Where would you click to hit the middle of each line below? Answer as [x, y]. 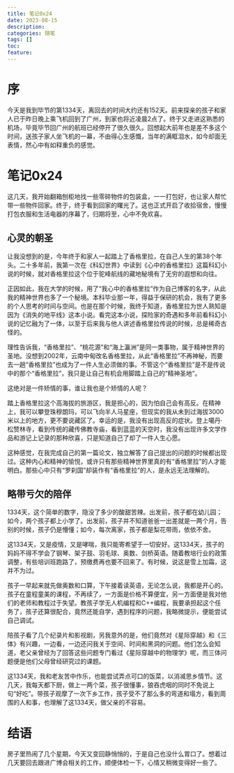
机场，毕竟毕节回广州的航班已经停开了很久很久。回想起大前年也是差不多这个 [117, 127]
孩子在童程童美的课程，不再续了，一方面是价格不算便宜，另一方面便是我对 [114, 594]
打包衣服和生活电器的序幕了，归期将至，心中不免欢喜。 [86, 214]
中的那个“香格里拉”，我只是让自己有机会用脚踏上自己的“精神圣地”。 [104, 373]
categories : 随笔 [31, 33]
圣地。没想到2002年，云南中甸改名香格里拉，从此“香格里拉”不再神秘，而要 [115, 355]
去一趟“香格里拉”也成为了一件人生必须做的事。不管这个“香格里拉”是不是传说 [116, 365]
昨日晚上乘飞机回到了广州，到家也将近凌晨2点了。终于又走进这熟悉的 [125, 119]
